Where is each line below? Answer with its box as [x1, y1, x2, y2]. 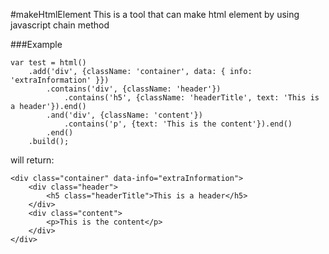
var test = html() [10, 58, 87, 68]
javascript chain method [10, 19, 110, 31]
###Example [10, 39, 63, 50]
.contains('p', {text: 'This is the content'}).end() [63, 119, 293, 129]
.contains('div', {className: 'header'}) [46, 84, 222, 94]
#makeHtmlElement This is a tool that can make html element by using [10, 9, 300, 20]
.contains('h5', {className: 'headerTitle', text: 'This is [63, 93, 320, 103]
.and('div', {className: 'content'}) [46, 110, 203, 120]
